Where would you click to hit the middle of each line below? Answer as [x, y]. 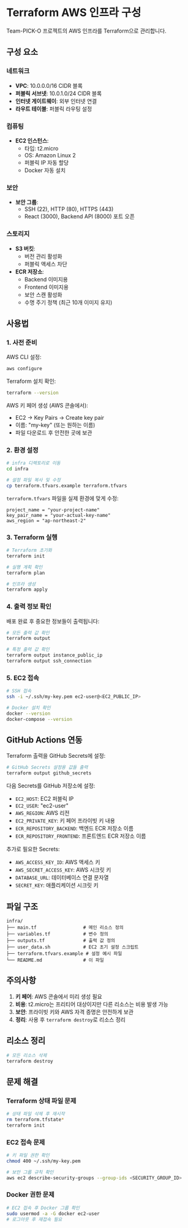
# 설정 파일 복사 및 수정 [34, 480]
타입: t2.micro [41, 148]
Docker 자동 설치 [45, 170]
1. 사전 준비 [22, 342]
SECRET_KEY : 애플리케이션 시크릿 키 [57, 885]
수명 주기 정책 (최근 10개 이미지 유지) [68, 302]
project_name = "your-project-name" [53, 510]
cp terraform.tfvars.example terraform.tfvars [67, 486]
